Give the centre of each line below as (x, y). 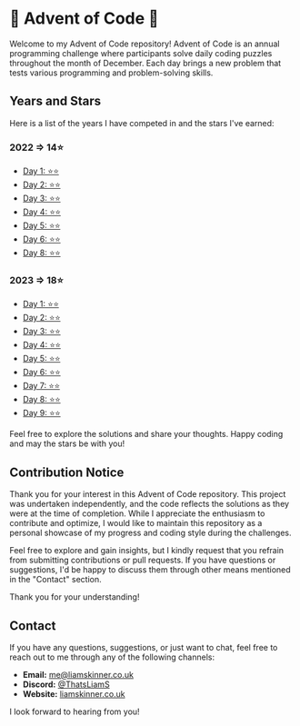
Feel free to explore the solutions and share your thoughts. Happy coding (146, 434)
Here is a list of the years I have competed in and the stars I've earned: (142, 123)
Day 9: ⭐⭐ (41, 413)
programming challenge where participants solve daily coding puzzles (141, 53)
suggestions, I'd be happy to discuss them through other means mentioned (150, 570)
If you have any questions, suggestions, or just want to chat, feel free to (144, 647)
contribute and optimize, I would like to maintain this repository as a (136, 523)
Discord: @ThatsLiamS (66, 684)
